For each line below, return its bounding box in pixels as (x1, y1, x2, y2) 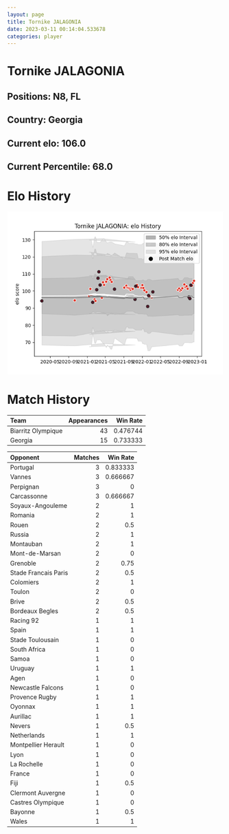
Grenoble (10, 559, 36, 567)
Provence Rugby (10, 693, 57, 701)
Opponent (10, 453, 40, 461)
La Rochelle (10, 760, 43, 768)
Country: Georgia (7, 114, 84, 126)
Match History (7, 392, 91, 407)
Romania (10, 511, 35, 520)
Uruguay (10, 664, 35, 672)
